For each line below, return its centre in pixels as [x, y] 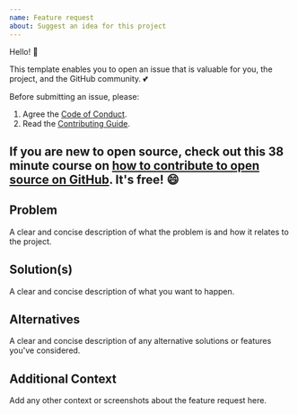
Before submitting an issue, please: [74, 96]
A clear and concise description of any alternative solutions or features [140, 341]
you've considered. [45, 350]
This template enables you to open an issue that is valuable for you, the [141, 69]
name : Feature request [52, 18]
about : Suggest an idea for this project [88, 26]
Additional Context [63, 379]
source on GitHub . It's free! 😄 [94, 179]
